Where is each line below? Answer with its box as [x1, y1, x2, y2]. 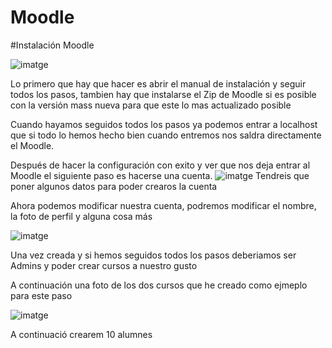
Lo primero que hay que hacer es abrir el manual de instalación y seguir [10, 77, 307, 90]
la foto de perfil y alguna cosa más [10, 210, 153, 222]
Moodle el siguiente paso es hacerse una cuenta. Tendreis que [10, 169, 310, 181]
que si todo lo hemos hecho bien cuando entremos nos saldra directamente [10, 129, 322, 141]
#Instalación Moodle [10, 39, 95, 51]
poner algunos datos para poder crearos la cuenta [10, 180, 218, 192]
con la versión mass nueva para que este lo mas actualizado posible [10, 99, 292, 111]
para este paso [10, 289, 73, 301]
